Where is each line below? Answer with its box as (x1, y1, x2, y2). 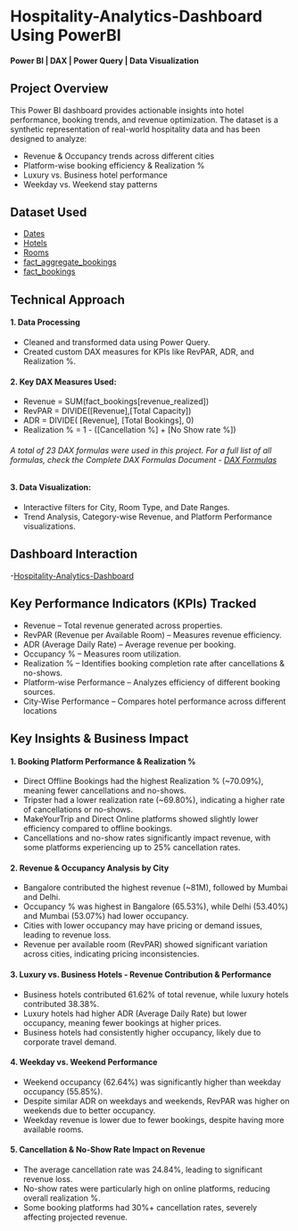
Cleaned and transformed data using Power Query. (22, 337, 211, 347)
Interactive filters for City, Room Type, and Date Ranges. (22, 502, 230, 513)
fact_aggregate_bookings (22, 257, 117, 268)
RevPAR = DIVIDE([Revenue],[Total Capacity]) (22, 406, 192, 417)
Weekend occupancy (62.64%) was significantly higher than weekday (22, 1077, 282, 1087)
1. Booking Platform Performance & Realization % (10, 756, 196, 766)
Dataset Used (10, 204, 87, 219)
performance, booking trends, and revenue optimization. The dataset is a (10, 114, 279, 125)
